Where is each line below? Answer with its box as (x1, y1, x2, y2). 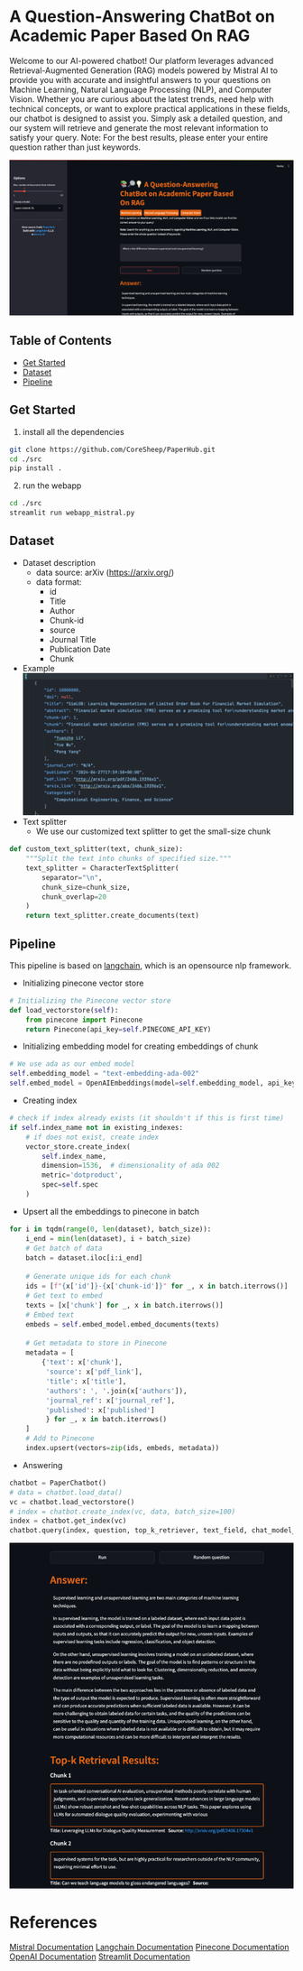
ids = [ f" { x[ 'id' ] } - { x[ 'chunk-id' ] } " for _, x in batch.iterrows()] (25, 1282, 289, 1291)
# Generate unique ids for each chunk (25, 1272, 171, 1282)
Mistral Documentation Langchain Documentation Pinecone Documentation (9, 1942, 290, 1953)
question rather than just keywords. (9, 142, 142, 153)
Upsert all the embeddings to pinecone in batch (22, 1206, 200, 1217)
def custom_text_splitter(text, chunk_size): (9, 845, 183, 854)
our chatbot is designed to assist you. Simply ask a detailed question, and (9, 113, 283, 124)
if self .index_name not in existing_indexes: (9, 1123, 183, 1132)
